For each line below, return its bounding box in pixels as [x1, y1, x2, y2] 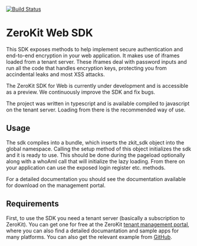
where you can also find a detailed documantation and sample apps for [6, 227, 179, 234]
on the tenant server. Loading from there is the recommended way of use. [6, 106, 186, 113]
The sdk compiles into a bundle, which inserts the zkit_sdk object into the [6, 139, 185, 146]
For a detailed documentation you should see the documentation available [6, 175, 186, 182]
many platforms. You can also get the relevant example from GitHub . [6, 233, 172, 240]
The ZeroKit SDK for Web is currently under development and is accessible [6, 82, 189, 89]
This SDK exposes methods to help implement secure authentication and [6, 45, 183, 53]
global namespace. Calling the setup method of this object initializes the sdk [6, 145, 192, 152]
